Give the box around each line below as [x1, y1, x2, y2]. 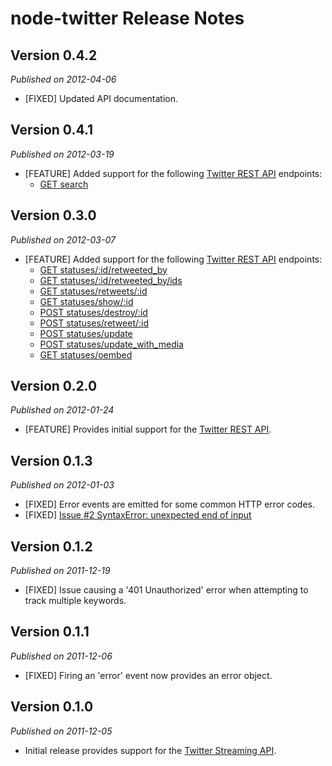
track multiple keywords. [24, 595, 127, 607]
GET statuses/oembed [39, 348, 133, 361]
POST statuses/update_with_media [39, 338, 184, 350]
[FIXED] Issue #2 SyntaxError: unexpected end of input [24, 509, 252, 521]
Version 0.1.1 [10, 623, 90, 641]
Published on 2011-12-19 [10, 565, 111, 577]
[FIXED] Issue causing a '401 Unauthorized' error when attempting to [24, 584, 309, 596]
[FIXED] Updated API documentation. [24, 93, 178, 104]
